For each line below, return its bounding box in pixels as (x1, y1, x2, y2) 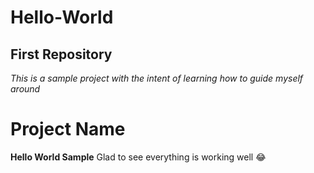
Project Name (10, 118, 126, 141)
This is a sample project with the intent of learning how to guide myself (10, 72, 304, 84)
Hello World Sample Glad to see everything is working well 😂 (10, 151, 267, 163)
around (10, 83, 41, 95)
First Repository (10, 46, 113, 63)
